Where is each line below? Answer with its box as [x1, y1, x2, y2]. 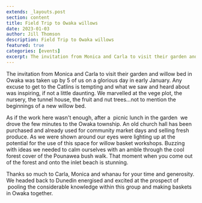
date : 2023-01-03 [6, 25, 50, 32]
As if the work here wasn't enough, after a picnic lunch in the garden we [6, 114, 188, 121]
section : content [6, 14, 50, 20]
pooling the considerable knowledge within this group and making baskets [7, 183, 192, 190]
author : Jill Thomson [6, 31, 61, 37]
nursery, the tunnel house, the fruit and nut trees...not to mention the [6, 96, 176, 103]
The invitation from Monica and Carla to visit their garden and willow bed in [6, 70, 192, 77]
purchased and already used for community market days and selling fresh [6, 126, 189, 134]
